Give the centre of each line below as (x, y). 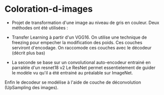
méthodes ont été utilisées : (40, 27)
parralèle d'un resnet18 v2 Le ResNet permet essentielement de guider (83, 68)
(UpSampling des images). (32, 87)
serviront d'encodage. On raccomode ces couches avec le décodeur (82, 47)
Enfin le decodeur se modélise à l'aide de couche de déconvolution (73, 82)
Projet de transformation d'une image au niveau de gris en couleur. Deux (85, 23)
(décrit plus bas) (28, 53)
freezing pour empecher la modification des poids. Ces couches (77, 42)
